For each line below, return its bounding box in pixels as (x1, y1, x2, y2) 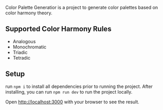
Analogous (12, 38, 36, 44)
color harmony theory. (5, 10, 52, 16)
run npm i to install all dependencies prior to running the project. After (5, 83, 153, 89)
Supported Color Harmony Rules (5, 25, 112, 33)
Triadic (12, 49, 28, 56)
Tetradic (12, 54, 31, 61)
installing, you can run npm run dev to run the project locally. (5, 88, 133, 95)
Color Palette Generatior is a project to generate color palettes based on (5, 5, 158, 10)
